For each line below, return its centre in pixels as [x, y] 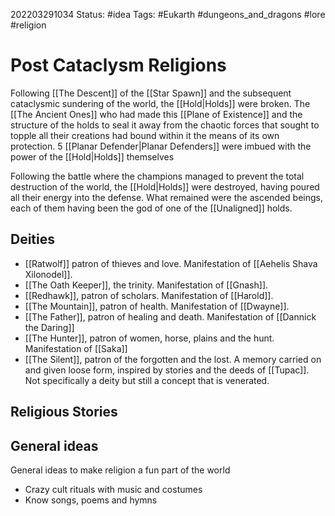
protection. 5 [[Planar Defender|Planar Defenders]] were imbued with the [161, 146]
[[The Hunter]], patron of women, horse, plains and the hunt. [149, 338]
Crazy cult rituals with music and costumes [113, 489]
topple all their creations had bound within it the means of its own [145, 135]
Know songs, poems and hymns [91, 500]
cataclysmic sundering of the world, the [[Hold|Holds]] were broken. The [160, 103]
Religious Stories [64, 412]
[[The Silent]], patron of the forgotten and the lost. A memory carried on [173, 359]
